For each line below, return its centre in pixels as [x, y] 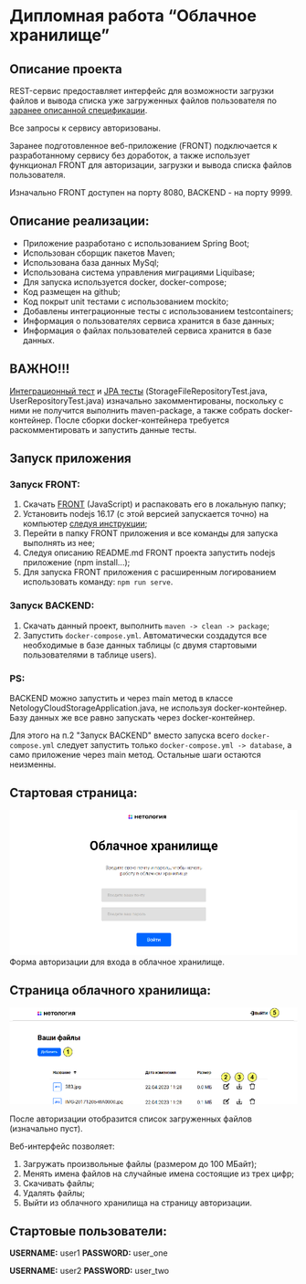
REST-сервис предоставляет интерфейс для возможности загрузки [142, 91]
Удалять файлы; [53, 1193]
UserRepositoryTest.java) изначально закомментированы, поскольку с [147, 400]
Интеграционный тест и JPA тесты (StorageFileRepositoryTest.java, [138, 391]
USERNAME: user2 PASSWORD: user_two [90, 1271]
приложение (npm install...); [76, 563]
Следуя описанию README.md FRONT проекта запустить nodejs [149, 553]
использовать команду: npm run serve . [98, 582]
